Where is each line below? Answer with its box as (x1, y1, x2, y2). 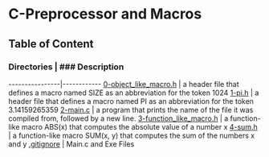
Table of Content (8, 37, 94, 51)
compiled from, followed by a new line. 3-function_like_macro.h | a (8, 114, 229, 123)
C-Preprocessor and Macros (8, 5, 202, 23)
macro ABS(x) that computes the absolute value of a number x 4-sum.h (21, 122, 259, 131)
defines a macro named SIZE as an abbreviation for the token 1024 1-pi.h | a (8, 88, 259, 97)
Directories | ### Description (8, 61, 124, 72)
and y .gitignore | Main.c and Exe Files (8, 138, 135, 149)
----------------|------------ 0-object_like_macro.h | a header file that (8, 79, 239, 89)
